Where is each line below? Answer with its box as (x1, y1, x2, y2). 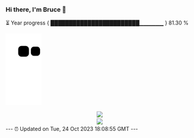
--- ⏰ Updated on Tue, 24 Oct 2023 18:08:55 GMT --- (5, 125, 138, 133)
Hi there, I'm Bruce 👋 (5, 5, 66, 14)
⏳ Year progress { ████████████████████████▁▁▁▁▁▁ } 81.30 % (5, 19, 189, 26)
